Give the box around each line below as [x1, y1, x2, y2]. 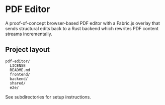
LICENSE [10, 63, 26, 68]
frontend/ [10, 72, 30, 77]
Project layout [5, 45, 50, 54]
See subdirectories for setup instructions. [5, 94, 92, 100]
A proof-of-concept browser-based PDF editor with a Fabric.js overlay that [5, 20, 160, 26]
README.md [10, 67, 30, 72]
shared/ [10, 80, 26, 86]
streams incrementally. [5, 31, 52, 37]
